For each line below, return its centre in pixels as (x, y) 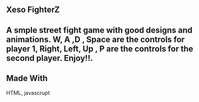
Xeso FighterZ (33, 10)
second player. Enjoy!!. (50, 58)
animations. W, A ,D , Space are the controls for (95, 39)
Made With (27, 78)
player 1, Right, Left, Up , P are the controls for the (100, 49)
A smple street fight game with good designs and (99, 30)
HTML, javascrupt (28, 92)
